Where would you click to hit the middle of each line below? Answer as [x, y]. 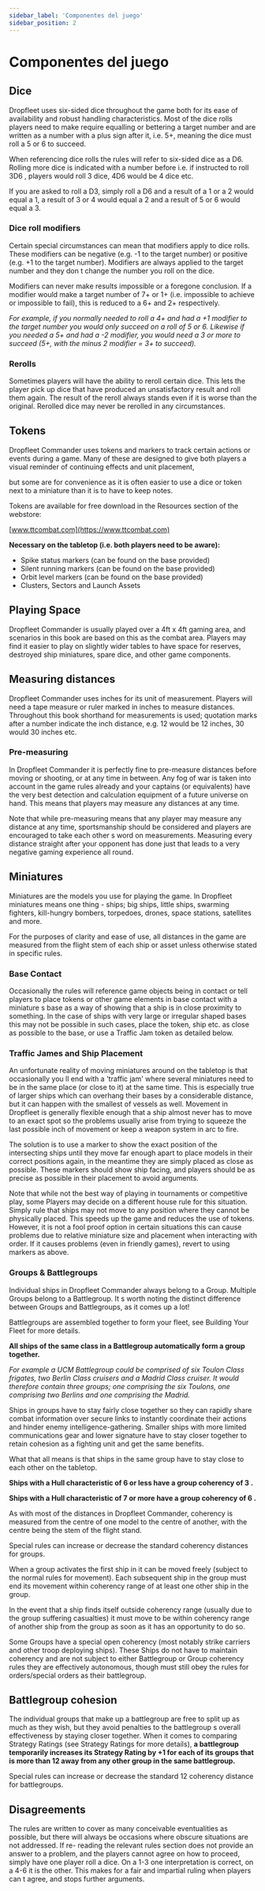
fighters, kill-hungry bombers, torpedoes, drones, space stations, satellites [130, 913]
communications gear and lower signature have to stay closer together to [128, 1435]
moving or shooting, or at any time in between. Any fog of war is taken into [130, 778]
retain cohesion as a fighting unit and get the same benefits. [106, 1444]
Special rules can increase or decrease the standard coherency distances [129, 1545]
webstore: [25, 514]
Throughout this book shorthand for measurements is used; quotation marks [133, 715]
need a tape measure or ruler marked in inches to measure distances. [122, 706]
